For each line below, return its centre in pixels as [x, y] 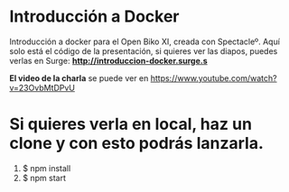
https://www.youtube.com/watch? [214, 78]
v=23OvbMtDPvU [42, 87]
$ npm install [47, 168]
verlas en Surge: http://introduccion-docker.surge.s [108, 60]
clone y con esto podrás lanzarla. [136, 144]
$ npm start [44, 178]
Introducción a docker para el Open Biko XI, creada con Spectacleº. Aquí [144, 41]
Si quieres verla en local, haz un [131, 124]
